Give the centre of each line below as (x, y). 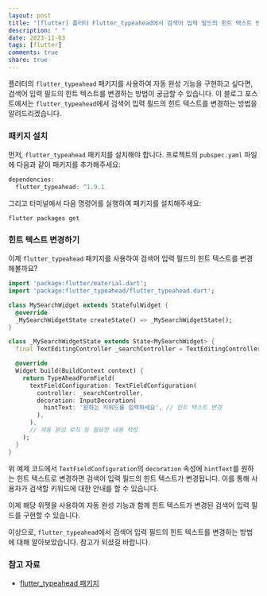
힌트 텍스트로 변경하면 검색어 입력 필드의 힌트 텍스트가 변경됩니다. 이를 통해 (133, 478)
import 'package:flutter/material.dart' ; (78, 284)
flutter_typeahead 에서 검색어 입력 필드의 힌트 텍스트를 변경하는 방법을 (146, 103)
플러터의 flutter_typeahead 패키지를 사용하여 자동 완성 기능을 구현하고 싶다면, (131, 83)
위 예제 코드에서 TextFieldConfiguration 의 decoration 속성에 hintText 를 (124, 468)
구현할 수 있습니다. (52, 515)
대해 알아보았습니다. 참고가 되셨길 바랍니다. (83, 542)
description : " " (37, 30)
